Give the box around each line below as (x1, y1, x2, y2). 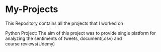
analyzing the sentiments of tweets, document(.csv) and (5, 35, 122, 41)
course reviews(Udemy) (5, 40, 55, 46)
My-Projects (5, 4, 58, 15)
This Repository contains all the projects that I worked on (5, 20, 123, 26)
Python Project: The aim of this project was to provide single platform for (5, 30, 156, 36)
